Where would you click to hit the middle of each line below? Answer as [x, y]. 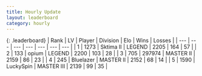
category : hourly [28, 23]
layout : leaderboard [32, 18]
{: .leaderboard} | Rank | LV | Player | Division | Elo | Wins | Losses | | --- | [98, 41]
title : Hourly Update [34, 12]
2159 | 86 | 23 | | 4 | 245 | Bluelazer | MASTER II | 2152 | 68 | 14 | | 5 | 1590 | [101, 60]
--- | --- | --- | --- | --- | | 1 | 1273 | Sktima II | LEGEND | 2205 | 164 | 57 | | [105, 47]
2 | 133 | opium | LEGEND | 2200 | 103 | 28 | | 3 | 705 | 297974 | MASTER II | [101, 54]
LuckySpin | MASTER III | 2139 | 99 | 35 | [57, 66]
